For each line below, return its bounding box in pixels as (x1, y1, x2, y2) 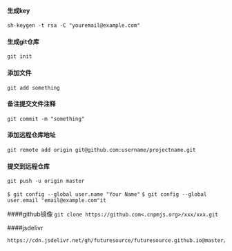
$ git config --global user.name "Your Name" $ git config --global (7, 191, 207, 198)
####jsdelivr (7, 224, 43, 232)
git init (7, 53, 32, 60)
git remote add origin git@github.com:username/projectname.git (7, 147, 196, 154)
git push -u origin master (7, 178, 85, 185)
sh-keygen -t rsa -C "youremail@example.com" (7, 22, 140, 29)
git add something (7, 84, 60, 91)
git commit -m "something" (7, 115, 85, 122)
